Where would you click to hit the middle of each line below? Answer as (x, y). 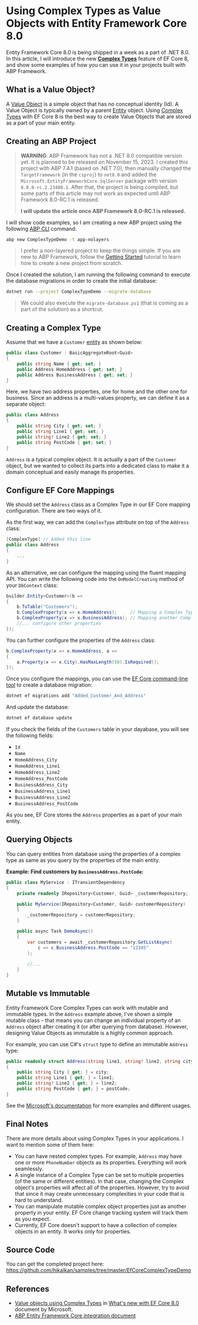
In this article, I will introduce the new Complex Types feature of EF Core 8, (98, 58)
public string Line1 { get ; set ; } (60, 432)
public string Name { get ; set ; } (59, 364)
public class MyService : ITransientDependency (66, 882)
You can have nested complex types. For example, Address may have (98, 1156)
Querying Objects (39, 840)
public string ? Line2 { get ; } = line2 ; (67, 1084)
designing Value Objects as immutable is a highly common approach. (90, 1033)
